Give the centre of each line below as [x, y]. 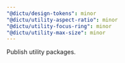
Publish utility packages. [41, 52]
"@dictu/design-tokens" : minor [51, 13]
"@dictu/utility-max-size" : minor [56, 33]
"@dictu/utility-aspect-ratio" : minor [62, 20]
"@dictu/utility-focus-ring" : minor [59, 26]
